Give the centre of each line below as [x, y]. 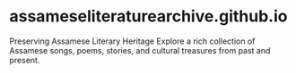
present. [25, 60]
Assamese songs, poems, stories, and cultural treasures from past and [140, 50]
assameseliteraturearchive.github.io [148, 16]
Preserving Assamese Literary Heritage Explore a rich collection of [132, 41]
